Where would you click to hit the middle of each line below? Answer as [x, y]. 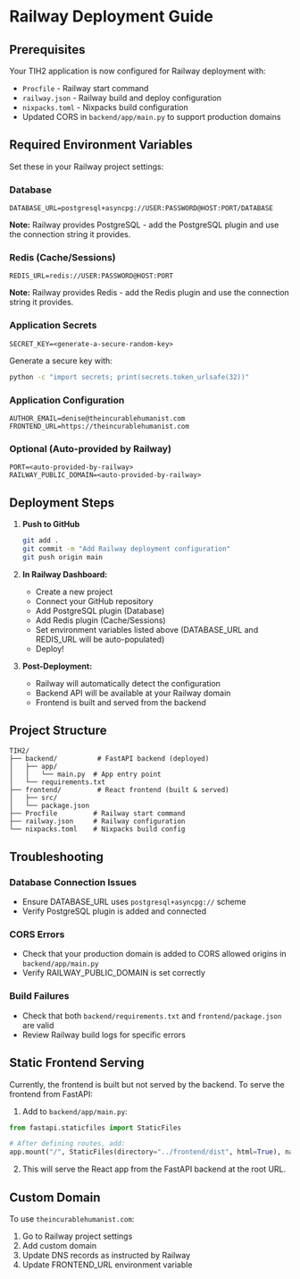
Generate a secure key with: [61, 361]
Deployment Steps [62, 503]
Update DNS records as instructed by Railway [106, 1255]
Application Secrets [53, 326]
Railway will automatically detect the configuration [128, 683]
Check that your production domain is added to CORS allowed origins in [154, 954]
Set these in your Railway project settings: [87, 166]
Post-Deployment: [57, 666]
